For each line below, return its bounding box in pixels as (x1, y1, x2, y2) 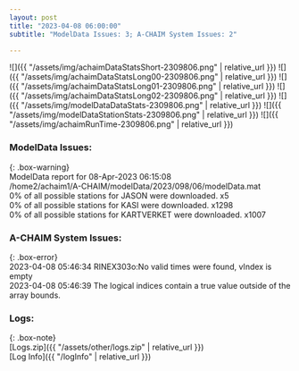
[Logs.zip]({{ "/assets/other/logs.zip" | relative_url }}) (9, 341, 204, 353)
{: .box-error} (9, 251, 58, 262)
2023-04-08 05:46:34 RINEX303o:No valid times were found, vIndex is (9, 261, 272, 272)
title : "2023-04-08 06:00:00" (9, 21, 122, 30)
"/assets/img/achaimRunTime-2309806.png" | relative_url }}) (9, 119, 234, 130)
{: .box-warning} (9, 162, 70, 173)
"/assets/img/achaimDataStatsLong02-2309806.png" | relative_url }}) (21, 90, 278, 101)
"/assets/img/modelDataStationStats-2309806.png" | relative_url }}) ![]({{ (9, 109, 279, 121)
